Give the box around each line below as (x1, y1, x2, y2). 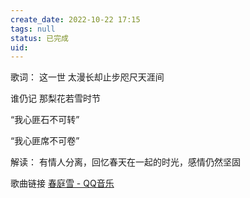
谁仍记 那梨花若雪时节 (10, 92, 101, 105)
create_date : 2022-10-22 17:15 (10, 14, 141, 25)
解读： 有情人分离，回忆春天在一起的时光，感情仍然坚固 (10, 156, 241, 168)
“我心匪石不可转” (10, 114, 80, 126)
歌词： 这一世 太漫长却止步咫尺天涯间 (10, 71, 165, 83)
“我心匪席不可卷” (10, 135, 80, 147)
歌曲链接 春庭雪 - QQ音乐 (10, 177, 115, 190)
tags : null (10, 24, 56, 34)
